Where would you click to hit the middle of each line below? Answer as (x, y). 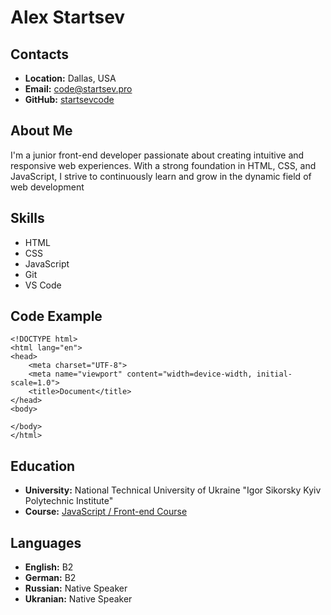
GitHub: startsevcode (69, 99)
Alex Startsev (68, 17)
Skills (27, 218)
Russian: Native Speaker (76, 588)
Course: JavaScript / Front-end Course (106, 512)
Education (43, 466)
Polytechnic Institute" (69, 501)
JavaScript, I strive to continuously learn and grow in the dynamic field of (161, 176)
